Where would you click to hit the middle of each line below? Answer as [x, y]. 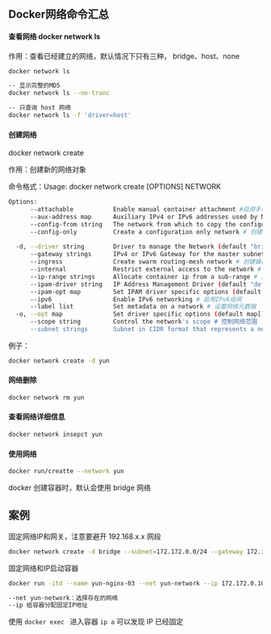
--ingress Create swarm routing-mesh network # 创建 [142, 262]
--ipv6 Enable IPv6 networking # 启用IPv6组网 [135, 299]
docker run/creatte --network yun [67, 471]
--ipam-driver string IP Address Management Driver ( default [138, 284]
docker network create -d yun [59, 361]
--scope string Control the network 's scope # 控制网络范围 [144, 322]
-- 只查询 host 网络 [40, 108]
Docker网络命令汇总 [59, 15]
